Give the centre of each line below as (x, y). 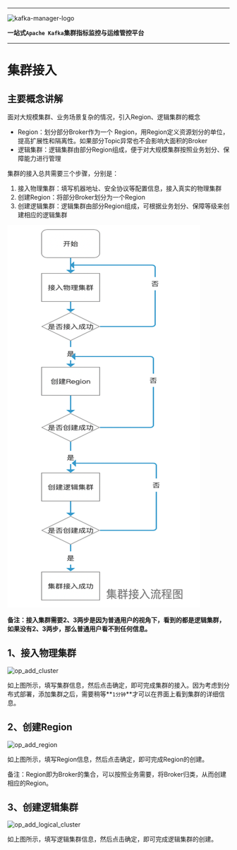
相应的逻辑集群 (45, 215)
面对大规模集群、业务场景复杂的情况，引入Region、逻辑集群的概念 (104, 117)
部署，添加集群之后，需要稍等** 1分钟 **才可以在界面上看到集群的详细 (119, 694)
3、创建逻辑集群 (43, 807)
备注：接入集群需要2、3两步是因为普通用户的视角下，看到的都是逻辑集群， (116, 620)
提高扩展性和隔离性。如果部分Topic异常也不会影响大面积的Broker (113, 141)
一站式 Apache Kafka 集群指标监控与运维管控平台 (76, 33)
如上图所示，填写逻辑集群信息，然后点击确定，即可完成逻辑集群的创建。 (112, 839)
